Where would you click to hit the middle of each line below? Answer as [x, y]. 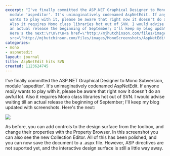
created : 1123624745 [27, 66]
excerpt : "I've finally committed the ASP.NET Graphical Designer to [80, 10]
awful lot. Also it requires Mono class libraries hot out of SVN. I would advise [85, 97]
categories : [18, 43]
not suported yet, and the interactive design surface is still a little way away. [84, 148]
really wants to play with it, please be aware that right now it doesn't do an [83, 91]
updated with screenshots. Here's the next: [50, 108]
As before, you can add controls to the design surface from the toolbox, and [84, 127]
